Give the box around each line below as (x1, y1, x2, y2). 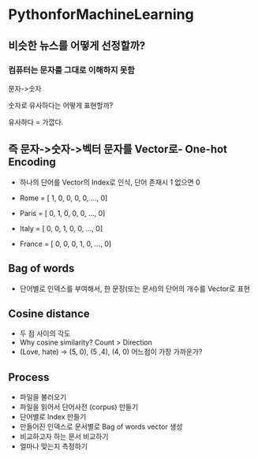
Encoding (8, 155, 57, 169)
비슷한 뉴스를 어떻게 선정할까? (8, 39, 146, 52)
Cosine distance (8, 307, 91, 320)
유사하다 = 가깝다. (8, 117, 64, 127)
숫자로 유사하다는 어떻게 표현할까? (8, 100, 114, 110)
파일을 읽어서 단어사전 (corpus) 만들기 (19, 402, 139, 411)
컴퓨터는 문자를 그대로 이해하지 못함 (8, 65, 136, 76)
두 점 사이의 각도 (19, 329, 71, 338)
